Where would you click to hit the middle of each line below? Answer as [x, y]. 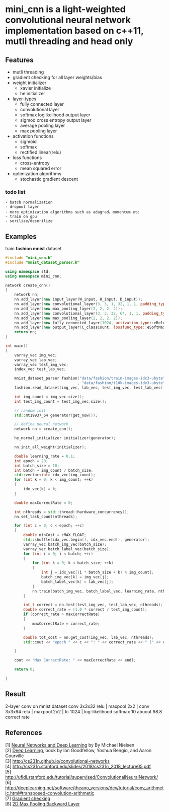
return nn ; [26, 332]
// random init [30, 411]
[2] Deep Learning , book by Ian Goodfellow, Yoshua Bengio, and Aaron [78, 750]
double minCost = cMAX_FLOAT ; [55, 535]
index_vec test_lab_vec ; [40, 369]
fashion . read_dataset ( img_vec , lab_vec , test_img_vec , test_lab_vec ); [90, 388]
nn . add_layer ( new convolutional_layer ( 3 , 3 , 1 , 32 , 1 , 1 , [76, 304]
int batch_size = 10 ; [37, 466]
